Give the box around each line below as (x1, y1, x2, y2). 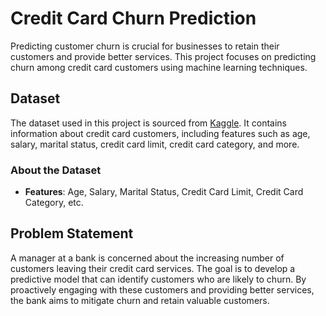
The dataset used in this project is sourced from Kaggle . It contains (10, 117, 288, 129)
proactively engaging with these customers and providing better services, (10, 283, 315, 296)
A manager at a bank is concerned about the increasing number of (10, 252, 285, 264)
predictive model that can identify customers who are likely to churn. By (10, 273, 307, 285)
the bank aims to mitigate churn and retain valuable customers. (10, 294, 270, 306)
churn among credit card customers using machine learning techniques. (10, 61, 308, 73)
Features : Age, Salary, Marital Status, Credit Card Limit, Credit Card (24, 186, 304, 198)
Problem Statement (10, 225, 134, 242)
